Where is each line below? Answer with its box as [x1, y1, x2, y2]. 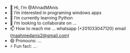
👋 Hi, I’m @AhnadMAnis [9, 5, 58, 10]
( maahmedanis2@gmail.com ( [9, 33, 70, 38]
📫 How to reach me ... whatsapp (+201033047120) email [9, 26, 126, 31]
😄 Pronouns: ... [9, 38, 42, 43]
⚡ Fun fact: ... [9, 43, 37, 49]
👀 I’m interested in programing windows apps [9, 10, 102, 16]
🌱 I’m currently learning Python [9, 15, 73, 20]
